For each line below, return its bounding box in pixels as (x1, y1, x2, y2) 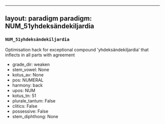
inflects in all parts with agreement (5, 52, 75, 58)
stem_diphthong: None (12, 113, 58, 119)
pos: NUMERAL (12, 77, 44, 83)
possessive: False (12, 108, 49, 114)
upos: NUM (12, 87, 36, 93)
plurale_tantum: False (12, 98, 55, 103)
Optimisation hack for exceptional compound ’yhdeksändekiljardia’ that (5, 47, 149, 52)
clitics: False (12, 103, 38, 109)
